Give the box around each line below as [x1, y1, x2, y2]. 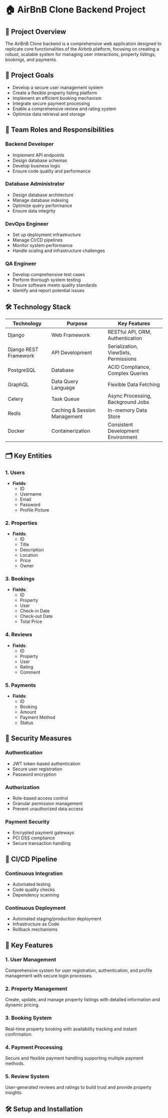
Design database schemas [12, 157, 67, 163]
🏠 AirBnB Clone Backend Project [5, 4, 146, 16]
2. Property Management [5, 985, 67, 992]
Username [19, 491, 41, 497]
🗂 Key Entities [5, 452, 52, 460]
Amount [19, 709, 36, 715]
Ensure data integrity [12, 207, 56, 213]
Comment [19, 669, 40, 675]
